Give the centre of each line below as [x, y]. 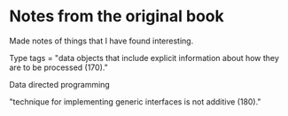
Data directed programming [60, 84]
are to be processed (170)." [58, 67]
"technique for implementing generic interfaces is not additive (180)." [135, 101]
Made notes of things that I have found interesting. [101, 41]
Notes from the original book [117, 16]
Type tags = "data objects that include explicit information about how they [144, 58]
